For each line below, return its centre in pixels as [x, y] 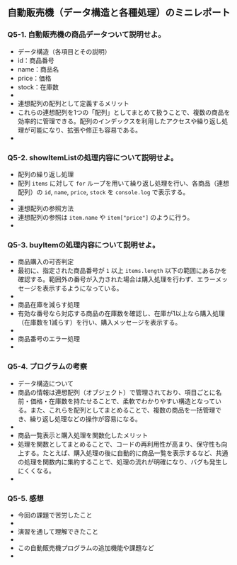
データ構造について [46, 383]
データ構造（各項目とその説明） [64, 51]
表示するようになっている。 [82, 289]
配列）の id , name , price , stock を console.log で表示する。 [103, 192]
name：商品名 [38, 69]
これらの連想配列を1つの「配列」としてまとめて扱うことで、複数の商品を [124, 112]
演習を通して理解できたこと [58, 531]
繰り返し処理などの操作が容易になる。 [85, 419]
